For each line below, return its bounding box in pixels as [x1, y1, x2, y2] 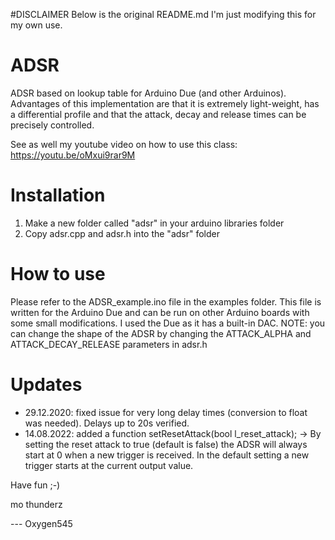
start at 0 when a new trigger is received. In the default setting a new [24, 449, 310, 461]
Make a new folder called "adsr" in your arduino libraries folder [24, 217, 285, 229]
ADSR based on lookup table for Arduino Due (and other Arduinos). [10, 87, 287, 99]
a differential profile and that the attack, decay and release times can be [10, 108, 307, 120]
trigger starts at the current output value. [24, 459, 194, 471]
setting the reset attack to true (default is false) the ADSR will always [24, 438, 308, 450]
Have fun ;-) [10, 479, 61, 491]
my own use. [10, 19, 63, 31]
